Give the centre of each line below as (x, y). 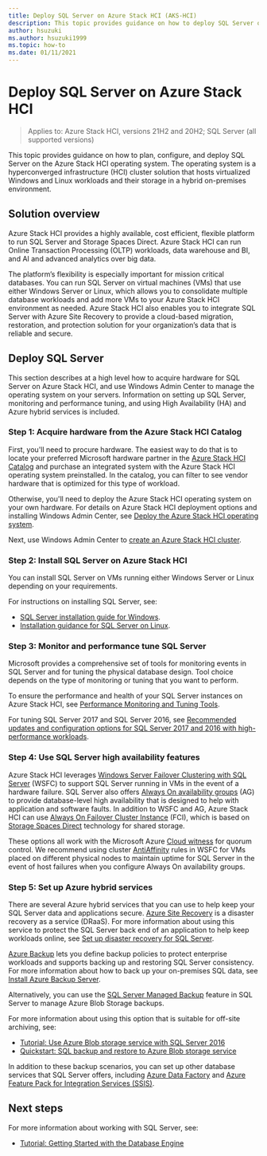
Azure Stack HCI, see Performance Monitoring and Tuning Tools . (114, 704)
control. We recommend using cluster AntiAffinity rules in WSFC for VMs (127, 849)
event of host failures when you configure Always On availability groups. (127, 867)
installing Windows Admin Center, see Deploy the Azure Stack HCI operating (133, 516)
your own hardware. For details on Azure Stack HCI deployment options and (133, 507)
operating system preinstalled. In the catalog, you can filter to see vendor (128, 474)
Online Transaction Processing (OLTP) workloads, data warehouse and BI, (129, 250)
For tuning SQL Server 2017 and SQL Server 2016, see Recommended (122, 720)
